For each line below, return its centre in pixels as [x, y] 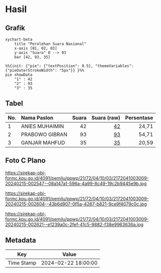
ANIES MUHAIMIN [43, 126]
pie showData [19, 75]
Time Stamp [22, 263]
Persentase [139, 118]
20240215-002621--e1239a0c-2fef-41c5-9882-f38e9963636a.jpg [74, 224]
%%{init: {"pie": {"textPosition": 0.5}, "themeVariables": [70, 66]
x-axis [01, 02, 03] [36, 48]
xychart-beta [19, 39]
